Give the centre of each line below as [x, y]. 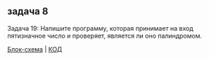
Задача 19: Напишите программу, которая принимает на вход [100, 28]
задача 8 [28, 12]
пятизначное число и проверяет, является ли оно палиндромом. [105, 36]
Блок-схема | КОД [35, 49]
